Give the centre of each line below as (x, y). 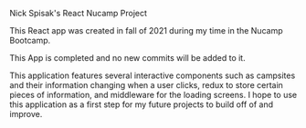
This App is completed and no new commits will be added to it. (127, 58)
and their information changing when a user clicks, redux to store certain (146, 85)
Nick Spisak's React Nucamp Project (79, 13)
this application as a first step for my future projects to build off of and (142, 104)
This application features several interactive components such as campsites (153, 75)
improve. (26, 114)
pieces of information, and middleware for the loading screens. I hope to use (153, 95)
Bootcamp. (30, 40)
